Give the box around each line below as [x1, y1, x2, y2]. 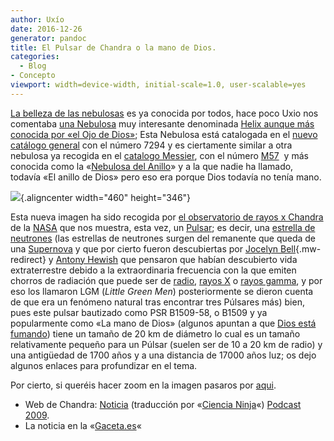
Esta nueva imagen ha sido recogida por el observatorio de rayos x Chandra [10, 211, 324, 223]
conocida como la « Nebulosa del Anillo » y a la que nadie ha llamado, [10, 160, 294, 172]
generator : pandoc [10, 33, 87, 43]
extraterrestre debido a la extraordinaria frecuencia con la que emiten [10, 264, 297, 276]
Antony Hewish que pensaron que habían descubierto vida [55, 253, 298, 265]
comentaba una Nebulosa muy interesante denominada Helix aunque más [10, 117, 315, 130]
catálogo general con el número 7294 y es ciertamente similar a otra [10, 139, 293, 151]
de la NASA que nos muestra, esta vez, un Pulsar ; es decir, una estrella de [10, 221, 316, 233]
